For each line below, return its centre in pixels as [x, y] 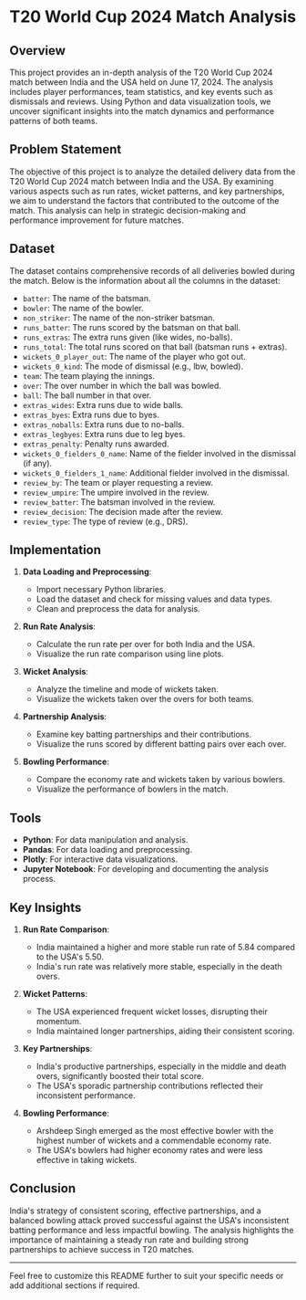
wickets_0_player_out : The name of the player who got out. [134, 356]
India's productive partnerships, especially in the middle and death [161, 1066]
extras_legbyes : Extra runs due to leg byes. [104, 434]
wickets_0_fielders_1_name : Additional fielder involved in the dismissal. [156, 473]
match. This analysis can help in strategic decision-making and [127, 210]
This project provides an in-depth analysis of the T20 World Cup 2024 [141, 72]
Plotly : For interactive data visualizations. [100, 859]
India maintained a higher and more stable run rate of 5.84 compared [166, 948]
